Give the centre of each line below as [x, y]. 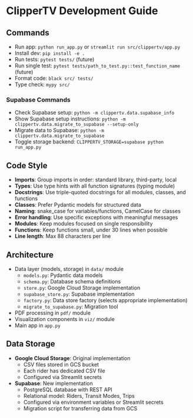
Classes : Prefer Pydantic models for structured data [78, 205]
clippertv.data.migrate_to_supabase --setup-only [77, 125]
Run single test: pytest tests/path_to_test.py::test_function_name [97, 66]
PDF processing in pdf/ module [53, 313]
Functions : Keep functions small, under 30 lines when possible [91, 230]
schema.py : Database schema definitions [72, 281]
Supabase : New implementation [54, 383]
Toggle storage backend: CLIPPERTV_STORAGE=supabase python [89, 142]
